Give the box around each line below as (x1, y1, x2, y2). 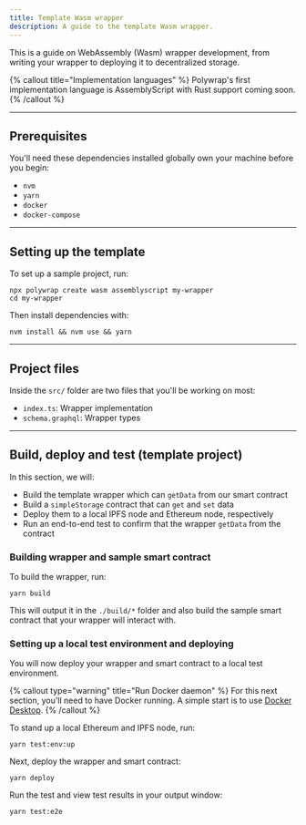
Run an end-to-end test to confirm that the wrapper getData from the (22, 518, 281, 529)
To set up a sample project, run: (9, 268, 129, 279)
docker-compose (22, 211, 81, 220)
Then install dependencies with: (9, 310, 129, 321)
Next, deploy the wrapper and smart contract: (9, 756, 181, 767)
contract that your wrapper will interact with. (9, 614, 176, 625)
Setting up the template (9, 243, 146, 260)
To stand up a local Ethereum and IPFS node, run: (9, 722, 196, 734)
